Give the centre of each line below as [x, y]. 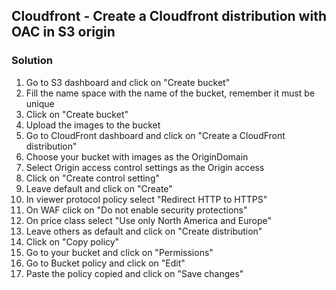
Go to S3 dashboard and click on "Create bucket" [128, 82]
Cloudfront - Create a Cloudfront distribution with [169, 16]
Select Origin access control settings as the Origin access [145, 167]
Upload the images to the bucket [93, 125]
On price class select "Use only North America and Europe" [148, 220]
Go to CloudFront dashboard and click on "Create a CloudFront [155, 135]
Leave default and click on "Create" [99, 188]
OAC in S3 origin [63, 32]
